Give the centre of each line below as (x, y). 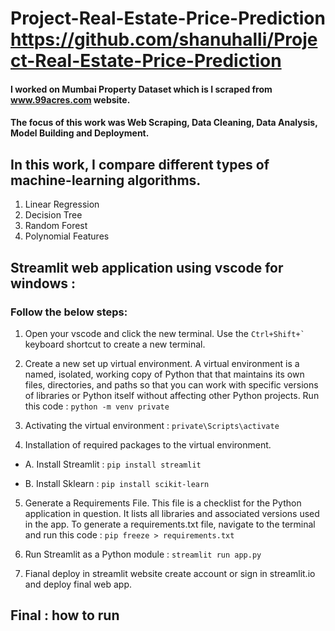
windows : (43, 283)
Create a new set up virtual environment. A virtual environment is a (162, 363)
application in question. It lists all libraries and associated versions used (172, 513)
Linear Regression (62, 204)
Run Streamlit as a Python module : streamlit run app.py (143, 554)
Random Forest (56, 226)
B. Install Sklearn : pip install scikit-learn (117, 483)
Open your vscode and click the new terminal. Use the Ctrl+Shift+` (164, 333)
